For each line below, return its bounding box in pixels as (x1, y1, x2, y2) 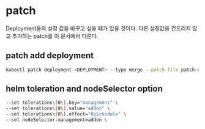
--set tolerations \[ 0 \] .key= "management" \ (6, 100, 119, 106)
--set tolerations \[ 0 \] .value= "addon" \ (6, 105, 111, 112)
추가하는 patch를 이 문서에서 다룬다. (12, 32, 99, 40)
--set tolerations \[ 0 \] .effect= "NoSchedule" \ (6, 111, 127, 117)
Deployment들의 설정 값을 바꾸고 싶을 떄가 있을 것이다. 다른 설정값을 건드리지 (6, 24, 191, 32)
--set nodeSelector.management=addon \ (6, 117, 108, 123)
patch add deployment (6, 50, 94, 61)
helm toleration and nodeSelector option (6, 84, 163, 94)
